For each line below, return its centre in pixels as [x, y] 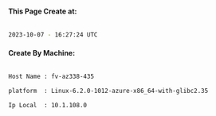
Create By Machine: [42, 52]
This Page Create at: [43, 11]
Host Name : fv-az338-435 [51, 77]
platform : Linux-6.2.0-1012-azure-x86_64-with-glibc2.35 [108, 91]
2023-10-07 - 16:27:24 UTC [53, 35]
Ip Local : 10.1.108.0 [48, 106]
